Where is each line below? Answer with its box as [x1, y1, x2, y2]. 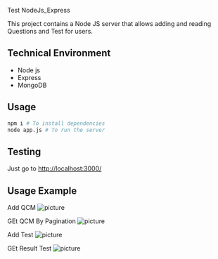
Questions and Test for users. [7, 27, 94, 35]
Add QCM [7, 204, 37, 211]
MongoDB [17, 81, 47, 89]
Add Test [7, 231, 34, 239]
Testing [7, 145, 41, 157]
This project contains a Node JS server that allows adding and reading [7, 20, 212, 27]
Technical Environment [7, 47, 111, 59]
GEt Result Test [7, 244, 52, 252]
